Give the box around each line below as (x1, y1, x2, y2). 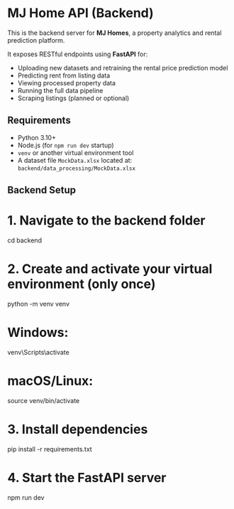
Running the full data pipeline (17, 86, 104, 95)
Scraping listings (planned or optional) (17, 94, 130, 102)
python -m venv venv (7, 300, 69, 309)
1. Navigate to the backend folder (7, 213, 206, 229)
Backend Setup (7, 184, 77, 196)
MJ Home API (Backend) (7, 5, 154, 21)
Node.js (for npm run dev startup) (17, 141, 115, 149)
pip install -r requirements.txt (7, 444, 92, 453)
